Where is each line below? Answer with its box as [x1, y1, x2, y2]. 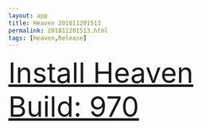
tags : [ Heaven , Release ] [8, 33, 87, 42]
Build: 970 [8, 89, 139, 124]
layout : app [8, 11, 48, 20]
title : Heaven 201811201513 [8, 19, 102, 27]
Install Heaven [8, 56, 194, 91]
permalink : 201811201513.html [8, 26, 109, 34]
